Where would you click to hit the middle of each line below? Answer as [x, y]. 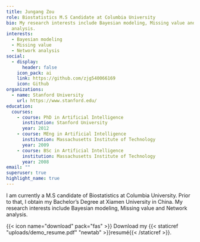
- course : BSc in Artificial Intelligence [70, 151]
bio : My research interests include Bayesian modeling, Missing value [96, 23]
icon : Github [33, 84]
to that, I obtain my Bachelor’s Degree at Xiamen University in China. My [95, 201]
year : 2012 [35, 128]
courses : [22, 112]
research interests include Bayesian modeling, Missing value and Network [97, 208]
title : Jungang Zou [30, 12]
